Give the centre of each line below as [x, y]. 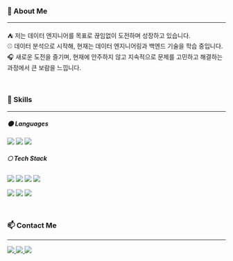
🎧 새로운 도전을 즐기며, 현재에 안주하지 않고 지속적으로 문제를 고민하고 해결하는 [115, 57]
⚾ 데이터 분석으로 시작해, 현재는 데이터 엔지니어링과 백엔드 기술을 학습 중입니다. [115, 46]
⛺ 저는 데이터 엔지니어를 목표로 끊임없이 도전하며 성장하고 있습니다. [99, 36]
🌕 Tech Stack [27, 158]
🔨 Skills [20, 100]
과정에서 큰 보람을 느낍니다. [44, 68]
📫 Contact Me [32, 226]
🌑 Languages [28, 124]
